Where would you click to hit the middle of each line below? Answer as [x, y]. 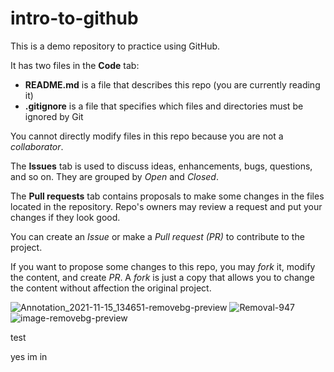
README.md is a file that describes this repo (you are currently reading [172, 84]
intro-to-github [74, 18]
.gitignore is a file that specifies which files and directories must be [164, 106]
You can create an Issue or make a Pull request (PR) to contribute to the [157, 236]
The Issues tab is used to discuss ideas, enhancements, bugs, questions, [161, 166]
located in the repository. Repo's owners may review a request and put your [166, 206]
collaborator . [37, 146]
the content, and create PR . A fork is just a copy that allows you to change [162, 277]
